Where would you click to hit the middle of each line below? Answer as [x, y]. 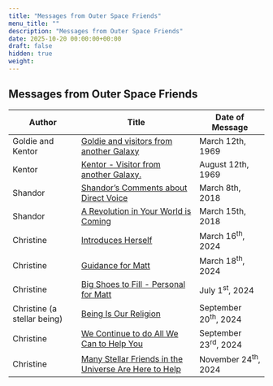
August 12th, [224, 164]
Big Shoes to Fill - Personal [133, 284]
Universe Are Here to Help [131, 369]
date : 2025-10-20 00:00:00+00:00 [65, 39]
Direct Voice [104, 197]
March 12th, [222, 141]
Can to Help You [112, 344]
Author [43, 122]
